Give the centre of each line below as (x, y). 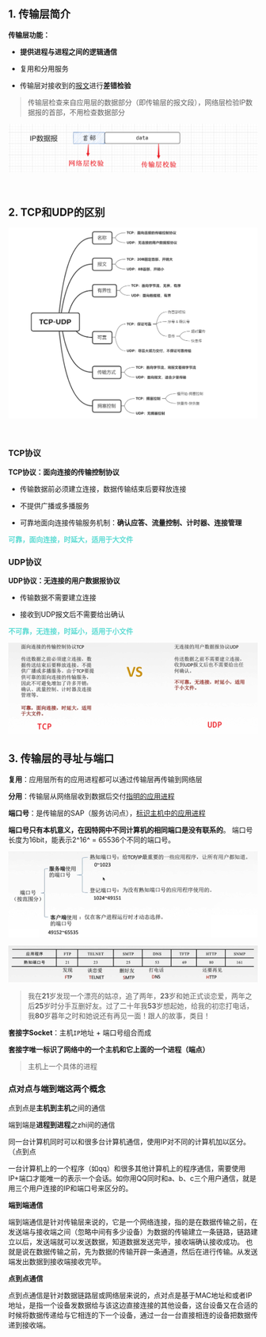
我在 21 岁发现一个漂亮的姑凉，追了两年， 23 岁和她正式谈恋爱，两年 (136, 996)
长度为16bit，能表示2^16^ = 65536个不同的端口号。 (92, 840)
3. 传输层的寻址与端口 (61, 759)
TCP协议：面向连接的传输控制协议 (64, 472)
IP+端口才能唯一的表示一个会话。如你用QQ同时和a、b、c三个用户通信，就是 (133, 1178)
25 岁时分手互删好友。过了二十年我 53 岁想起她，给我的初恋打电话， (144, 1006)
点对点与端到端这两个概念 (57, 1089)
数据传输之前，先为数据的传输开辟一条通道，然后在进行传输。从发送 (146, 1251)
